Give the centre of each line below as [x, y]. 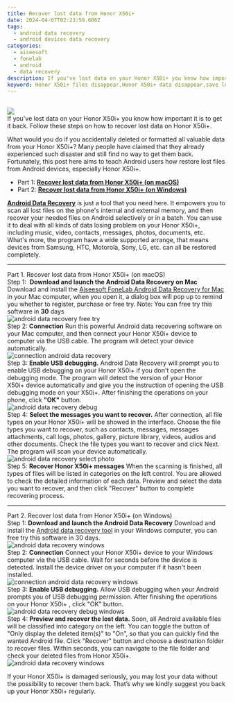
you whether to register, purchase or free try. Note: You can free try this [110, 304]
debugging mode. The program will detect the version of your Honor [105, 378]
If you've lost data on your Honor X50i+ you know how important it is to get [115, 119]
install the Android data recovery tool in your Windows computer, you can [112, 531]
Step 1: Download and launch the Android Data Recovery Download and [112, 523]
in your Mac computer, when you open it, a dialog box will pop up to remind [115, 297]
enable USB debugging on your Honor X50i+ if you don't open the [102, 370]
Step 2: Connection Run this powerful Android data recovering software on [114, 326]
